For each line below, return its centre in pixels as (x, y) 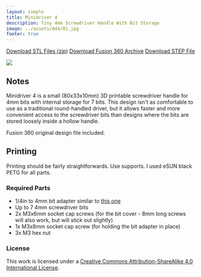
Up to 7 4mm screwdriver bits (52, 207)
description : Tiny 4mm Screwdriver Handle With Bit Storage (83, 23)
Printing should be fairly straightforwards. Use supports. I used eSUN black (99, 166)
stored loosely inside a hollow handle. (53, 121)
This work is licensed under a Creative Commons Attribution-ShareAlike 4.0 (100, 261)
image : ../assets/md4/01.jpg (43, 28)
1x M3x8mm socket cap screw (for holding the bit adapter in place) (98, 227)
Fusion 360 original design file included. (56, 133)
